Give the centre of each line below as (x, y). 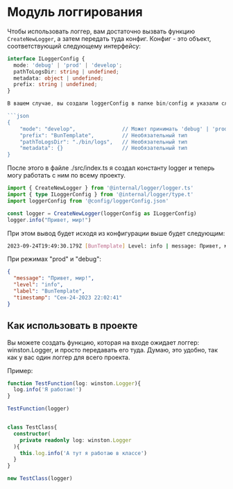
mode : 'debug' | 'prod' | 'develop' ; (68, 65)
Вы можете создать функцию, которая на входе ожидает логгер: (103, 342)
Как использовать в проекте (72, 326)
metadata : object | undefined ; (59, 78)
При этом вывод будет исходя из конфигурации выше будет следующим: (116, 233)
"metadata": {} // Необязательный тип (104, 148)
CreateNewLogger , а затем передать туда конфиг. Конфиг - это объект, (109, 38)
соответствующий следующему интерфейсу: (74, 46)
